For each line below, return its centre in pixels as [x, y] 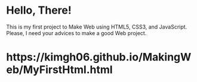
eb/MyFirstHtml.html [59, 70]
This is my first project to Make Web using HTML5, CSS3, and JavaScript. [97, 27]
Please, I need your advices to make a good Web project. [76, 33]
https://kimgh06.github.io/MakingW [99, 57]
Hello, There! [39, 10]
